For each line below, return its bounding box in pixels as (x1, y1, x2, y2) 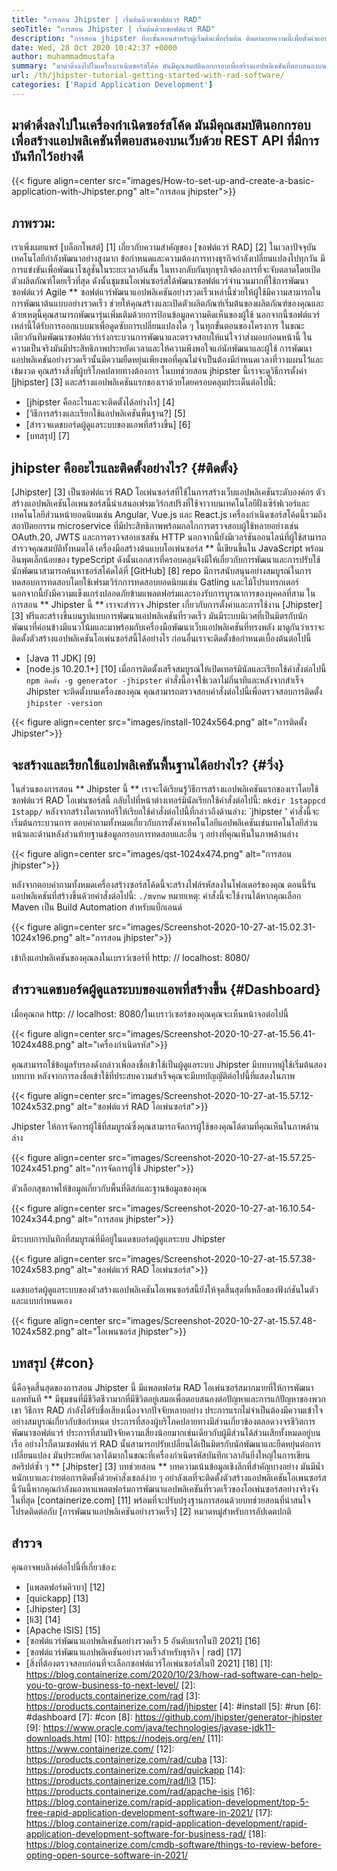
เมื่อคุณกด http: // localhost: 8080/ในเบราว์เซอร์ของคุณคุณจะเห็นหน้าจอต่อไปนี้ (11, 1007, 289, 1020)
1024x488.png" (11, 1038, 76, 1050)
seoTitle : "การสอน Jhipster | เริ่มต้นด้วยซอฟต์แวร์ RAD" (11, 24, 216, 34)
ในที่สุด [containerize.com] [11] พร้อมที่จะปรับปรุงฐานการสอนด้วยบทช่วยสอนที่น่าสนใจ (11, 1494, 311, 1506)
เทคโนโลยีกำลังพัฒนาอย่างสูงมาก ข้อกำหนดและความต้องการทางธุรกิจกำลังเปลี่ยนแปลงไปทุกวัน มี (11, 252, 326, 265)
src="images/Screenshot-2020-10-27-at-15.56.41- (107, 1027, 316, 1040)
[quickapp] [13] (25, 1592, 89, 1605)
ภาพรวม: (11, 214, 56, 231)
